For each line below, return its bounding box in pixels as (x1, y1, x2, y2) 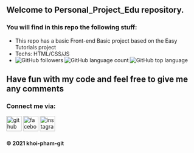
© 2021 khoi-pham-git (6, 140, 64, 147)
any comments (6, 84, 64, 94)
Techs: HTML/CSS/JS (15, 50, 70, 57)
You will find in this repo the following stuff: (6, 23, 137, 32)
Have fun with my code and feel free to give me (6, 74, 189, 85)
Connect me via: (6, 102, 56, 110)
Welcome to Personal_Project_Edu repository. (6, 5, 184, 15)
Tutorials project (15, 43, 57, 51)
